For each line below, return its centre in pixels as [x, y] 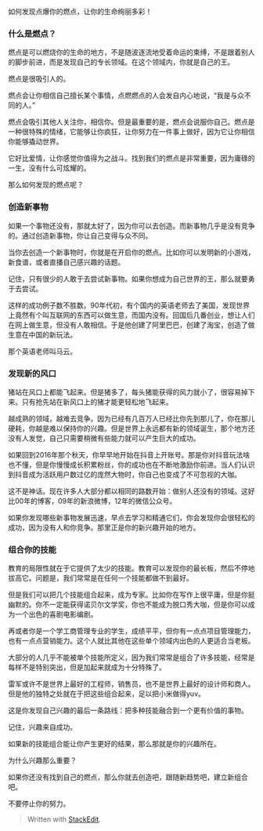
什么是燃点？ [32, 34]
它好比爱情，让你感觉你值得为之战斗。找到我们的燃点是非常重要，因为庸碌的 [131, 159]
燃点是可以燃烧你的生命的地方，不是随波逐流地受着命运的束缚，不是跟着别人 [131, 53]
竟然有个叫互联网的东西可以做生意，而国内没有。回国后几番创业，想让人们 [135, 315]
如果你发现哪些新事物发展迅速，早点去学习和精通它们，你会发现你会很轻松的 [131, 517]
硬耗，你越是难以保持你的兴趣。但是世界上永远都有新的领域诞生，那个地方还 [131, 428]
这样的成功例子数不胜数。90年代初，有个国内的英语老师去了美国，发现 [122, 305]
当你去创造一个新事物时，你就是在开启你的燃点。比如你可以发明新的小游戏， [131, 252]
